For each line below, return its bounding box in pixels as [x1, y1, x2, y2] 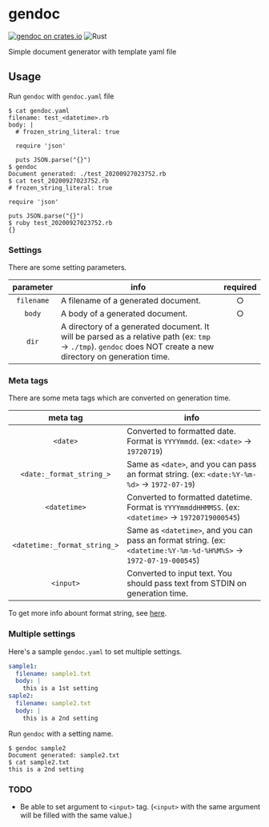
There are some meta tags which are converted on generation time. [8, 393, 231, 403]
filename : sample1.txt [15, 669, 91, 677]
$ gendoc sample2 [8, 744, 66, 753]
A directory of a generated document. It [61, 321, 210, 332]
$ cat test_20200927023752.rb [8, 177, 110, 185]
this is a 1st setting [22, 684, 98, 693]
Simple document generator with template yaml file [8, 46, 177, 56]
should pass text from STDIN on [126, 578, 247, 589]
